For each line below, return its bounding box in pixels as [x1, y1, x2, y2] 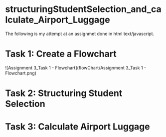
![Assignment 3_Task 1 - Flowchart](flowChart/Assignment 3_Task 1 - [5, 64, 146, 70]
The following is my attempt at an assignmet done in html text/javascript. [5, 30, 155, 36]
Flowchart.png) [5, 70, 36, 76]
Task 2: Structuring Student [5, 87, 123, 99]
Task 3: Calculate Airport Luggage [5, 121, 151, 132]
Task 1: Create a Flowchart [5, 48, 117, 59]
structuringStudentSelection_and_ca [5, 3, 162, 15]
